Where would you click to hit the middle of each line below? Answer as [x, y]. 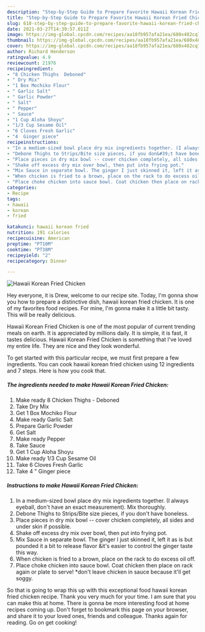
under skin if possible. [43, 527]
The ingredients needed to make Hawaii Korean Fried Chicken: [88, 385]
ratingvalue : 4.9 [29, 57]
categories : [22, 188]
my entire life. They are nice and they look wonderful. [74, 346]
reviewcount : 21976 [32, 63]
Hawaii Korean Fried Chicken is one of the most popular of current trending [101, 327]
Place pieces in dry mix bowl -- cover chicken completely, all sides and [105, 520]
